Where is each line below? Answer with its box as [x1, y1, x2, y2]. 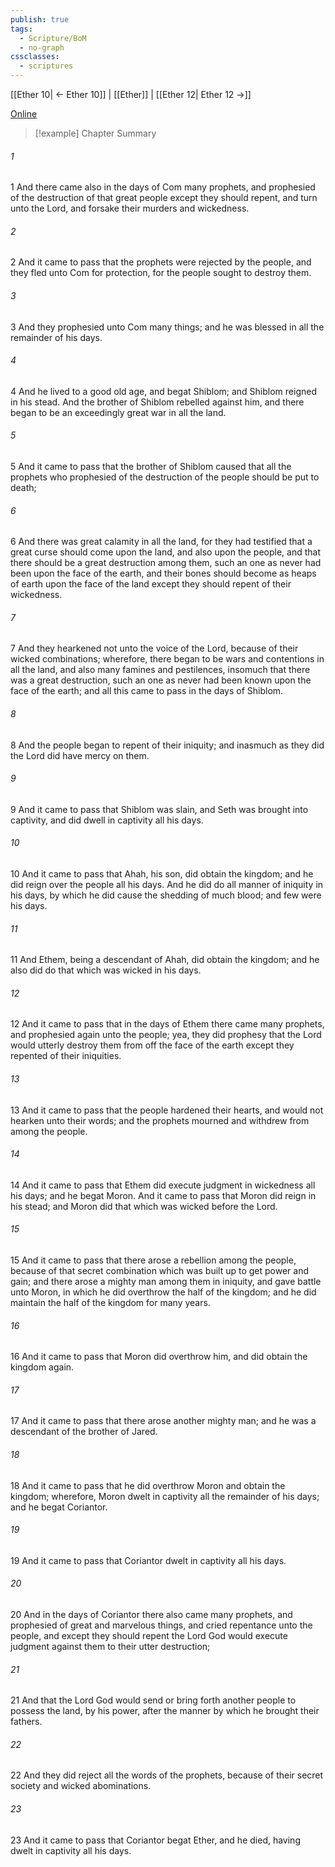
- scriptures [19, 61, 74, 71]
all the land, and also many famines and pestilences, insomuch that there [10, 664, 311, 676]
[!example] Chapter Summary [34, 127, 157, 139]
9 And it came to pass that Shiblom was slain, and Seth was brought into [10, 803, 309, 815]
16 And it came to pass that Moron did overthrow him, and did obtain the [10, 1351, 308, 1363]
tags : [10, 24, 33, 34]
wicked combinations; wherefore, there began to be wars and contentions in [10, 653, 325, 665]
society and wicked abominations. [10, 1780, 152, 1792]
